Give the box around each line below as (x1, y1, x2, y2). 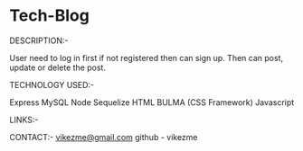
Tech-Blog (9, 5, 90, 26)
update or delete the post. (9, 62, 107, 73)
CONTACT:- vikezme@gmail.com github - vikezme (9, 131, 198, 142)
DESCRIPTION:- (9, 35, 69, 46)
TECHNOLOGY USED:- (9, 79, 95, 90)
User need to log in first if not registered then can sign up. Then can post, (9, 52, 283, 63)
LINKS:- (9, 114, 39, 125)
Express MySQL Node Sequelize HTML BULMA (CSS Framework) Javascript (9, 96, 295, 108)
